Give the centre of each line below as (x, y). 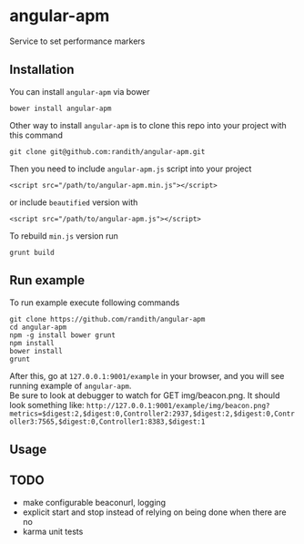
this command (36, 135)
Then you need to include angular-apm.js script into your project (131, 169)
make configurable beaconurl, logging (94, 502)
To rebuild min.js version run (64, 236)
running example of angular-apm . (71, 385)
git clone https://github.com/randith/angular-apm (107, 319)
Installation (42, 70)
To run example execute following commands (95, 303)
